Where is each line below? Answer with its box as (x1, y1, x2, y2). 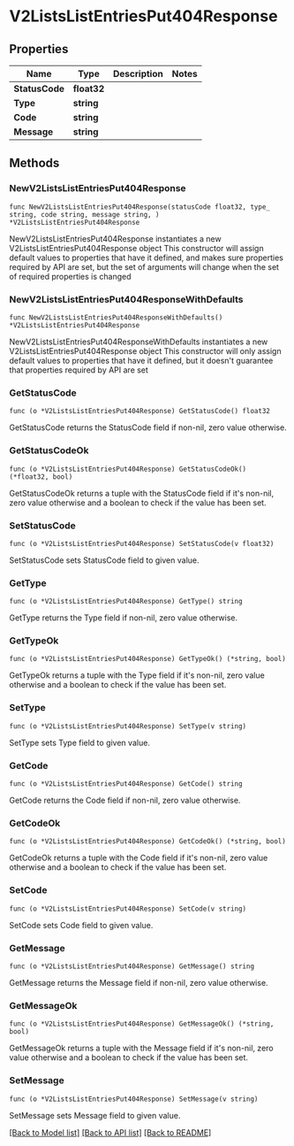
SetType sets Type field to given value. (9, 737, 150, 748)
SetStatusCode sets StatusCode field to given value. (9, 555, 200, 565)
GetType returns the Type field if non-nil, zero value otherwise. (9, 612, 238, 623)
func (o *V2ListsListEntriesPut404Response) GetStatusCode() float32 (9, 407, 271, 416)
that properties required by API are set (9, 365, 148, 375)
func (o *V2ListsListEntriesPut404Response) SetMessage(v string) (9, 1095, 259, 1104)
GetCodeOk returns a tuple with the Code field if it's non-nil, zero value (9, 852, 268, 864)
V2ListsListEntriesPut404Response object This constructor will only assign (9, 345, 282, 356)
